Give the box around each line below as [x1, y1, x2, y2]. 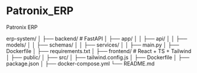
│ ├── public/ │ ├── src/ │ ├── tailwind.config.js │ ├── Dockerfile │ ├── [6, 54, 190, 61]
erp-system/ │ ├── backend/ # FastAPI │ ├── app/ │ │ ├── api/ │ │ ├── [6, 35, 188, 42]
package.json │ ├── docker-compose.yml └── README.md [6, 60, 155, 67]
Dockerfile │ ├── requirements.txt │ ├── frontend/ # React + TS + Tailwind [6, 47, 192, 54]
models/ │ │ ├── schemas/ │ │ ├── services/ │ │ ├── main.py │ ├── [6, 41, 179, 48]
